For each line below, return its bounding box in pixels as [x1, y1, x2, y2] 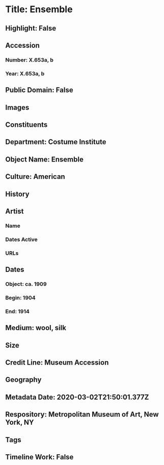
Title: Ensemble [5, 4, 73, 15]
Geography [5, 375, 42, 384]
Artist [5, 207, 24, 215]
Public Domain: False [5, 86, 73, 95]
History [5, 189, 30, 198]
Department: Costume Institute [5, 138, 106, 146]
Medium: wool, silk [5, 323, 66, 332]
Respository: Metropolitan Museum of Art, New [5, 410, 159, 419]
